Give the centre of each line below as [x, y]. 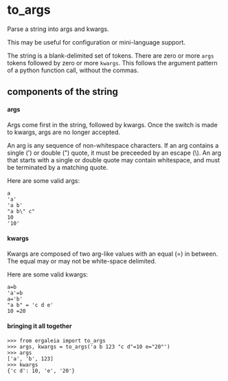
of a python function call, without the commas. [73, 70]
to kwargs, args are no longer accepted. [64, 132]
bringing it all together [39, 326]
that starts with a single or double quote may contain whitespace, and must [114, 160]
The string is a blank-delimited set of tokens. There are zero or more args [111, 55]
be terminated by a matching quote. [58, 167]
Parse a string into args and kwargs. [58, 29]
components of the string [63, 92]
